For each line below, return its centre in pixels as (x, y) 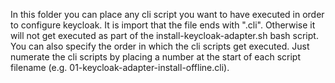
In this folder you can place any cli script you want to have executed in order (167, 14)
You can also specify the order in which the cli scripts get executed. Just (160, 46)
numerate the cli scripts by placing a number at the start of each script (155, 57)
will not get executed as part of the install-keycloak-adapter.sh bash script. (164, 35)
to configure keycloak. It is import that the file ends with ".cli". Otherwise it (163, 25)
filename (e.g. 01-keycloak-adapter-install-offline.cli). (120, 67)
